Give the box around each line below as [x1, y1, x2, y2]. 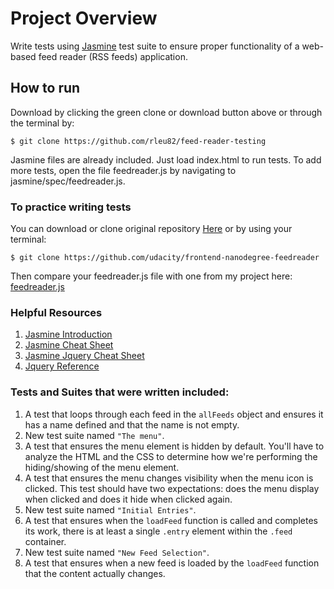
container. [24, 535, 67, 547]
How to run [10, 80, 81, 97]
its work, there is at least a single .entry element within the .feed [24, 525, 293, 537]
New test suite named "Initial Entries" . [24, 503, 197, 516]
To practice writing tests [10, 200, 132, 214]
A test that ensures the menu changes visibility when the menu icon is [24, 472, 314, 484]
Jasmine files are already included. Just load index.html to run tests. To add [10, 153, 322, 166]
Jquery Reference [24, 360, 100, 372]
